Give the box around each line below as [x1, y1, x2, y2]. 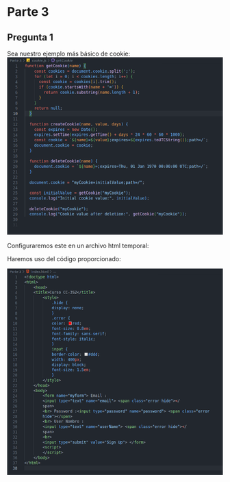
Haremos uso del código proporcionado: [7, 255, 121, 263]
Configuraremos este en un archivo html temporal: [7, 241, 149, 250]
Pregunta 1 [7, 32, 53, 43]
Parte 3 [7, 4, 49, 20]
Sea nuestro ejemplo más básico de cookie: [7, 49, 131, 58]
